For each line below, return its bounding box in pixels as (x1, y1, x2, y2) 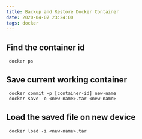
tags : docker (6, 20, 39, 26)
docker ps (8, 58, 34, 64)
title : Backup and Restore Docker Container (6, 8, 119, 15)
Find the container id (6, 42, 85, 52)
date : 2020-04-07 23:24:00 (6, 14, 74, 20)
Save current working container (6, 75, 128, 85)
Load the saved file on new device (6, 112, 136, 122)
